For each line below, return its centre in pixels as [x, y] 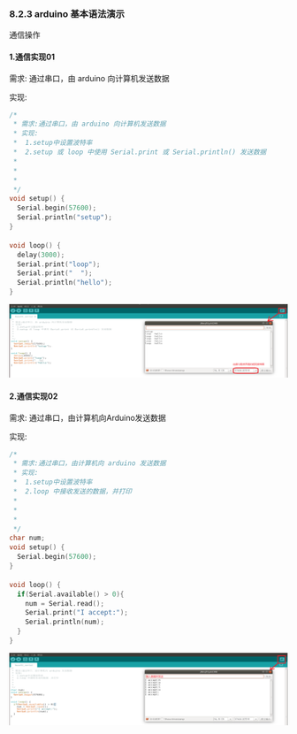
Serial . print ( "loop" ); [59, 264]
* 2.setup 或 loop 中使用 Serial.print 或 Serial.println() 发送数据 [140, 152]
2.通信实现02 [34, 396]
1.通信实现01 [32, 57]
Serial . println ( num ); [65, 622]
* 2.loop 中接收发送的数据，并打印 [72, 492]
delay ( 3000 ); [41, 255]
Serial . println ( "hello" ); [65, 283]
